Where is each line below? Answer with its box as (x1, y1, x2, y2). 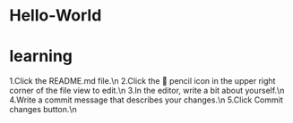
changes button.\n (9, 104, 78, 115)
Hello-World (9, 5, 102, 26)
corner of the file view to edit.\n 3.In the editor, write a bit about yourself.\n (9, 86, 285, 96)
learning (9, 46, 73, 67)
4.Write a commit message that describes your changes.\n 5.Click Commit (9, 94, 284, 105)
